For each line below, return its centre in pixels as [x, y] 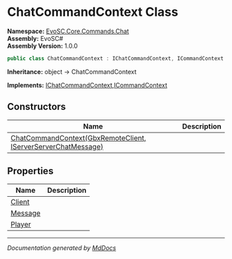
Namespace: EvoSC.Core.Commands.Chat [68, 31]
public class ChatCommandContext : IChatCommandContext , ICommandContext [116, 58]
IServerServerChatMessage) [57, 146]
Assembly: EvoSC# [35, 38]
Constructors [37, 107]
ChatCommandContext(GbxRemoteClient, [78, 137]
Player [21, 224]
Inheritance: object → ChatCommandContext [72, 71]
